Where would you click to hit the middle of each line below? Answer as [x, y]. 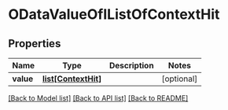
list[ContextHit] [72, 79]
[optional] [180, 79]
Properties [35, 44]
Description [132, 66]
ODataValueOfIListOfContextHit [114, 15]
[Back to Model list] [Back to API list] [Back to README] [98, 98]
